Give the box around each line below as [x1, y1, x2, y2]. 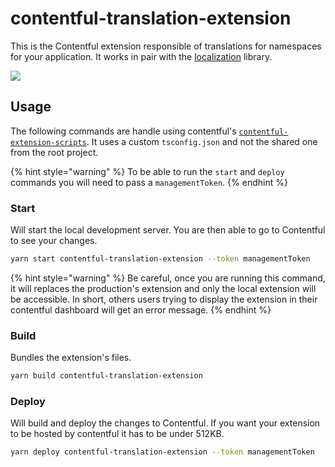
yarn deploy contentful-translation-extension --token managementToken [10, 447, 315, 457]
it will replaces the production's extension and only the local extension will [10, 282, 317, 294]
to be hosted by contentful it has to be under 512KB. [10, 428, 225, 440]
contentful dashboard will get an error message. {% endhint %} [10, 303, 272, 316]
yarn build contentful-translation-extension [10, 371, 203, 381]
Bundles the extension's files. [10, 352, 132, 364]
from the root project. [10, 146, 99, 158]
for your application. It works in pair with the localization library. [10, 50, 273, 62]
